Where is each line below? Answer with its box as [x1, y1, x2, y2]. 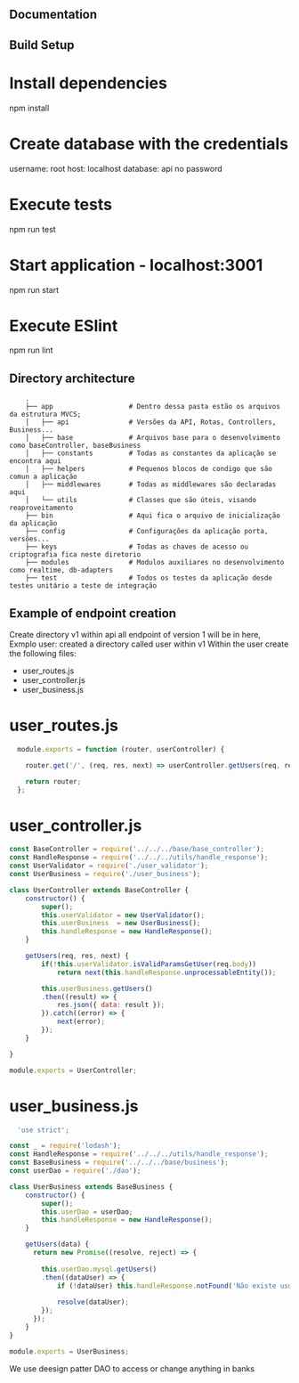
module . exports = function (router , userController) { [17, 745, 225, 754]
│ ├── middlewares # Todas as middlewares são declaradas [25, 480, 277, 489]
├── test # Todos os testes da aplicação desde [25, 574, 273, 582]
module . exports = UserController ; [9, 1066, 138, 1075]
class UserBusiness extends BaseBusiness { [9, 1182, 174, 1192]
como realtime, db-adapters [9, 565, 114, 575]
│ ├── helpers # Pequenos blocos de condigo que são [25, 465, 273, 474]
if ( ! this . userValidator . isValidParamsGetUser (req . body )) [41, 959, 256, 969]
